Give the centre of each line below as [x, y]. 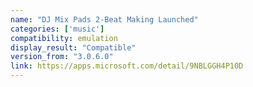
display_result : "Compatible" [73, 47]
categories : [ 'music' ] [57, 29]
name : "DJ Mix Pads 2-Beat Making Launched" [104, 19]
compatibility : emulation [64, 38]
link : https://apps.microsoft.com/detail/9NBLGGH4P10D [127, 66]
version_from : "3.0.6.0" [62, 57]
